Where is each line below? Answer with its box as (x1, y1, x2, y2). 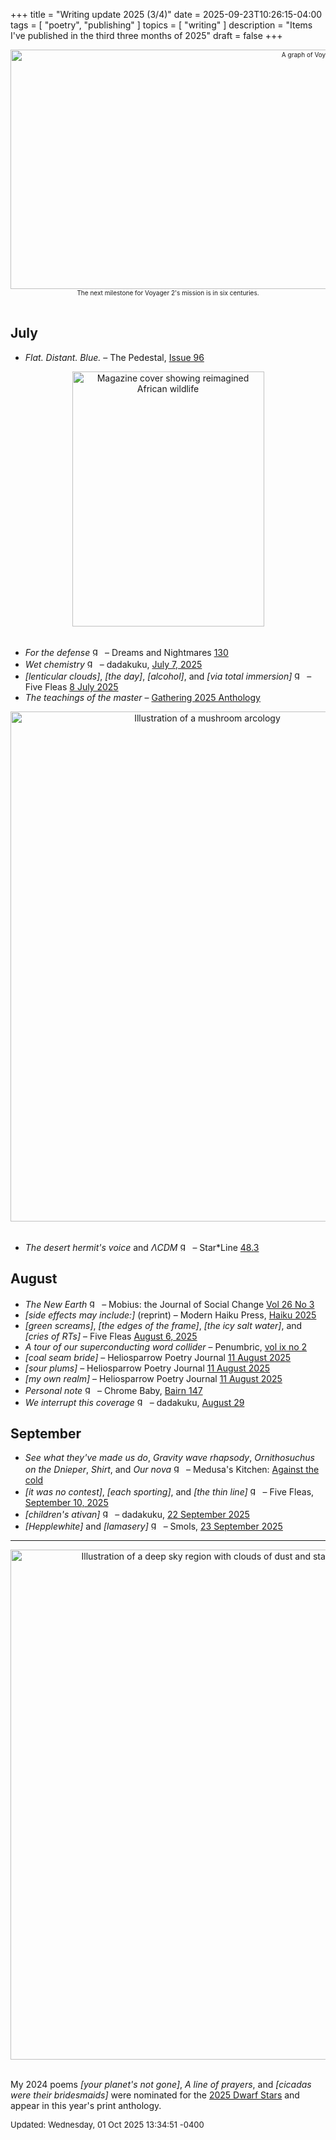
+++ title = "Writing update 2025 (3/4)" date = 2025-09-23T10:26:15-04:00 (10, 9, 323, 20)
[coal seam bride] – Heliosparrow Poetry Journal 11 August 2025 (24, 1351, 292, 1363)
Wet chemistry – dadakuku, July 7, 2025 (24, 658, 203, 670)
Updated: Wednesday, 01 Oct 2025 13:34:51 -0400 (10, 2119, 205, 2131)
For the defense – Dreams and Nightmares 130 (24, 646, 229, 658)
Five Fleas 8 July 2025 (24, 680, 119, 693)
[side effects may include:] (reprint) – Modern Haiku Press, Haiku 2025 (24, 1309, 317, 1321)
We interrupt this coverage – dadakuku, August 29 (24, 1396, 245, 1408)
